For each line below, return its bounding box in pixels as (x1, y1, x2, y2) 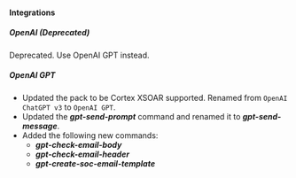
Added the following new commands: (21, 129, 159, 141)
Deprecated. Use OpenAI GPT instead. (9, 50, 150, 60)
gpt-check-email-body (35, 139, 122, 150)
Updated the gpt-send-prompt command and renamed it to (21, 111, 241, 121)
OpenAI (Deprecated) (9, 27, 90, 38)
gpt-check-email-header (35, 149, 130, 159)
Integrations (9, 7, 56, 18)
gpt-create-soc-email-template (35, 158, 156, 168)
